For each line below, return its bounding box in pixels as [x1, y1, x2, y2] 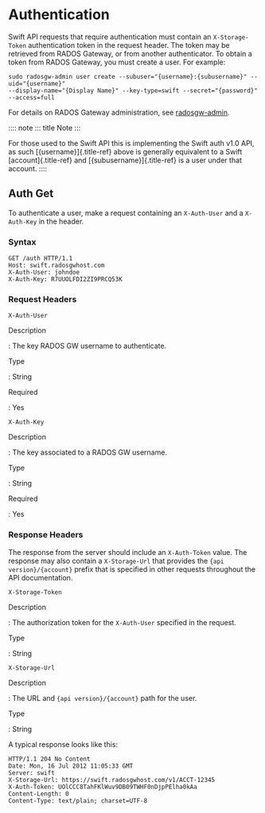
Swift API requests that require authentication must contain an [8, 32, 212, 41]
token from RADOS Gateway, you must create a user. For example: [8, 57, 226, 67]
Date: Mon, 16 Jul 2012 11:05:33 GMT [8, 762, 134, 770]
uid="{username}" [8, 80, 66, 88]
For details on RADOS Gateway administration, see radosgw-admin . [8, 107, 230, 117]
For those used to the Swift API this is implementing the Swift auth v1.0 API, [8, 138, 255, 148]
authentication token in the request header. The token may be [27, 40, 230, 49]
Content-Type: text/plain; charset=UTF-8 [8, 796, 148, 805]
